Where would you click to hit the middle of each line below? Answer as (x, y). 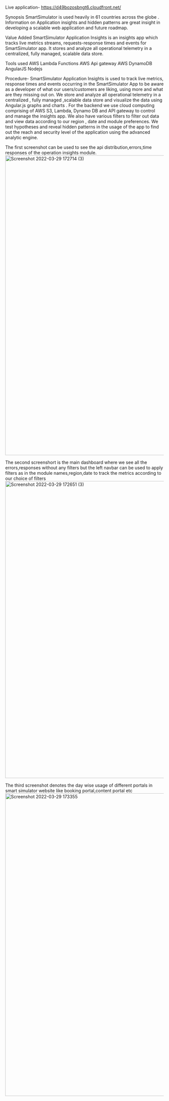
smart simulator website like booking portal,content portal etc (69, 791)
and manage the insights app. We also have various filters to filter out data (82, 116)
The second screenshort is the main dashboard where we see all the (76, 462)
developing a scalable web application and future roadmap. (67, 28)
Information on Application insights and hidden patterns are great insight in (83, 22)
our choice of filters (26, 478)
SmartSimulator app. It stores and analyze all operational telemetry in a (78, 48)
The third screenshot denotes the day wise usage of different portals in (79, 785)
